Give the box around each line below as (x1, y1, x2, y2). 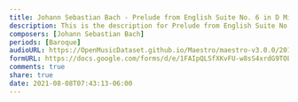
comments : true (9, 63, 66, 72)
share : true (9, 71, 53, 80)
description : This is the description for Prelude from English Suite (9, 21, 276, 30)
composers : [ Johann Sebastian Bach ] (9, 29, 145, 38)
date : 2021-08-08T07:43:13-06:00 (9, 79, 133, 88)
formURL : (9, 54, 42, 63)
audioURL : (9, 46, 46, 55)
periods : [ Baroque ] (9, 37, 82, 47)
